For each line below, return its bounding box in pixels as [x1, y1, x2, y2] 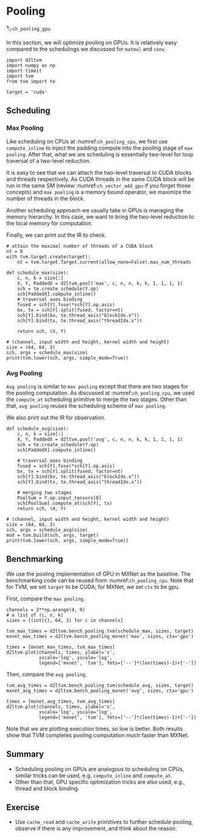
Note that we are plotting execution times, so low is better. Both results [6, 725, 183, 732]
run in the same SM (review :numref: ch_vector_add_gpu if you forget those [6, 181, 191, 189]
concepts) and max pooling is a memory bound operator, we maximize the [6, 188, 191, 195]
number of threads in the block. [6, 195, 85, 202]
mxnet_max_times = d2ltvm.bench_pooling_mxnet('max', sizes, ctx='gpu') [6, 633, 194, 640]
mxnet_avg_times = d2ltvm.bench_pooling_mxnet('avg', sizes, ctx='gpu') [6, 688, 194, 694]
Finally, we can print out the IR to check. [6, 231, 107, 239]
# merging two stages [17, 489, 72, 495]
